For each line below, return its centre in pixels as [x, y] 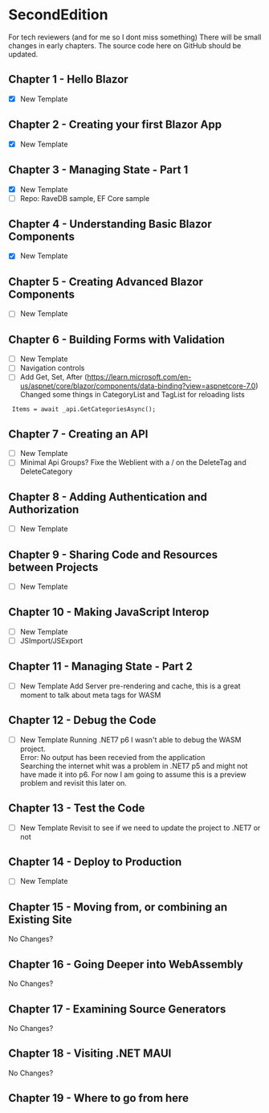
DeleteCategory [46, 471]
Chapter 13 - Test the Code [77, 809]
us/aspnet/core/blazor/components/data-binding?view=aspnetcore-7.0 [138, 386]
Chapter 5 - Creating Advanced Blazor [106, 282]
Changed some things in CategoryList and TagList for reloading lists [132, 395]
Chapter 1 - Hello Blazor [68, 79]
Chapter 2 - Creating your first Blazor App [115, 125]
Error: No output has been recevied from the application [112, 757]
